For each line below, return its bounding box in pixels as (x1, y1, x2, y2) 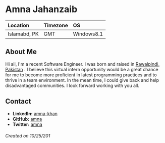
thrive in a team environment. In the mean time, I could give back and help (5, 77, 159, 83)
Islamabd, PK (8, 30, 39, 37)
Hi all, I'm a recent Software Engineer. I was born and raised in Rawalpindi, (5, 61, 160, 67)
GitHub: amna (12, 116, 42, 122)
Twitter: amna (12, 121, 42, 127)
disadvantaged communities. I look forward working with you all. (5, 82, 140, 88)
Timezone (43, 22, 68, 29)
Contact (5, 97, 31, 106)
